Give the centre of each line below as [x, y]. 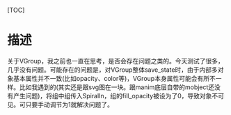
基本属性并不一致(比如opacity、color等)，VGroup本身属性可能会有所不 [114, 78]
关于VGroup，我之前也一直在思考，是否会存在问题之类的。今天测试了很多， [115, 61]
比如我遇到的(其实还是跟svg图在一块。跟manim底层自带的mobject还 [117, 87]
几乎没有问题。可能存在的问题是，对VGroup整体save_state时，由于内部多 [112, 70]
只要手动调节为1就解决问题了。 [69, 105]
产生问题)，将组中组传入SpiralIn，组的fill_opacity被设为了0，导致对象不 [115, 95]
